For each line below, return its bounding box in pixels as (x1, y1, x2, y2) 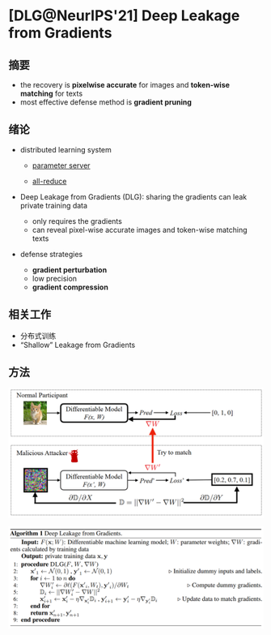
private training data (19, 200, 87, 210)
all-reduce (32, 176, 67, 186)
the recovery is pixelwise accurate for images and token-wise (19, 80, 231, 89)
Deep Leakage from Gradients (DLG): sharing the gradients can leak (19, 191, 248, 201)
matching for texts (19, 88, 83, 98)
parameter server (32, 161, 91, 170)
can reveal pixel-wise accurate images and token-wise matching (32, 225, 248, 234)
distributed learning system (19, 144, 112, 154)
